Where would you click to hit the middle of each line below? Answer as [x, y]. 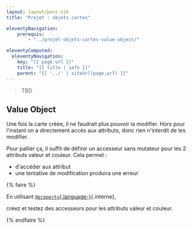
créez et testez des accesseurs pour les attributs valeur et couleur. [90, 208]
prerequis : [31, 34]
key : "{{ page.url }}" [46, 62]
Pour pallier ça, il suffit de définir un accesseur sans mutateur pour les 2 [96, 148]
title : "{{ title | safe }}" [54, 67]
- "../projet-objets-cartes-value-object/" [84, 40]
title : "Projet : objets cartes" [48, 18]
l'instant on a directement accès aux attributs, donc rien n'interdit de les [96, 130]
